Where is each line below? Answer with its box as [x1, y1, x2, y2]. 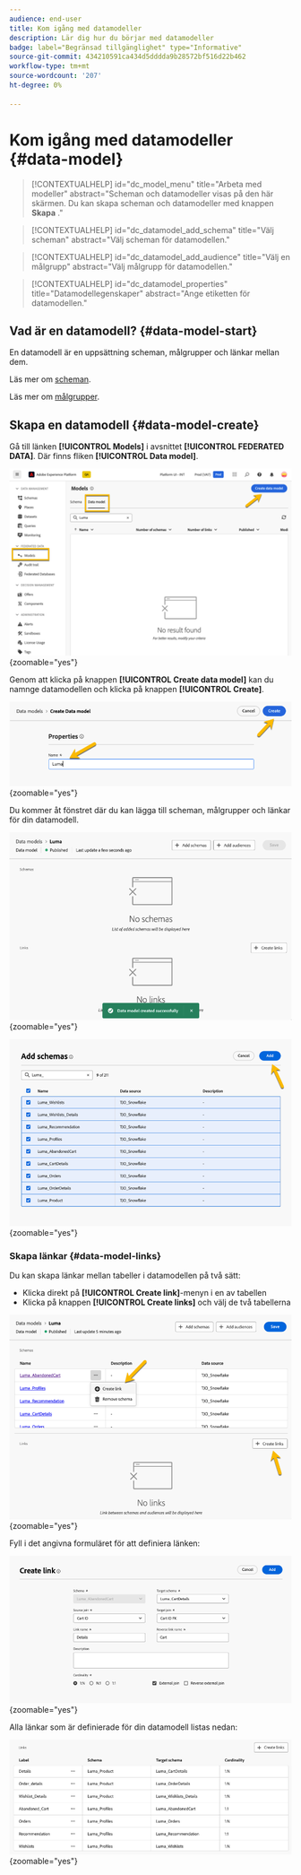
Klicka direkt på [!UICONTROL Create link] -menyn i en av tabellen [21, 1288, 267, 1298]
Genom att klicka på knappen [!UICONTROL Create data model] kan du [9, 673, 274, 685]
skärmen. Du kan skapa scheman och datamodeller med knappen [30, 197, 274, 208]
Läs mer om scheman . [9, 374, 91, 385]
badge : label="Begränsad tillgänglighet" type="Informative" [9, 43, 243, 52]
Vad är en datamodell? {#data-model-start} [9, 323, 258, 338]
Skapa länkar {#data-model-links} [9, 1249, 161, 1262]
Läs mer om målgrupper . [9, 391, 100, 403]
